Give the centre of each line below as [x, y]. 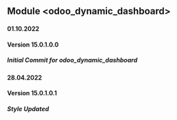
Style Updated [28, 108]
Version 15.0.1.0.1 [32, 93]
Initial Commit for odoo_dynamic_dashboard [72, 60]
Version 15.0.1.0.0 [33, 45]
